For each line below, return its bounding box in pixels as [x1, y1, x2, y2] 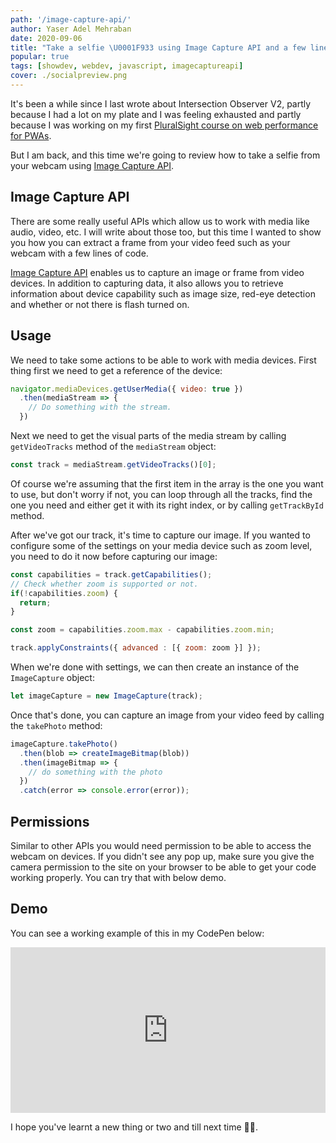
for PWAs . [10, 129, 52, 141]
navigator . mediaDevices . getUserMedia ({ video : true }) [10, 384, 244, 394]
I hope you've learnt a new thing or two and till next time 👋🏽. [10, 1121, 258, 1133]
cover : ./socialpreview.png [10, 71, 128, 81]
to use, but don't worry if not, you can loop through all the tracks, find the [10, 488, 313, 500]
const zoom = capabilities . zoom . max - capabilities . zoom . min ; [10, 625, 275, 635]
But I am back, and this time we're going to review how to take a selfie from [10, 149, 321, 161]
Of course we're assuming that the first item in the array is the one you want [10, 477, 324, 490]
